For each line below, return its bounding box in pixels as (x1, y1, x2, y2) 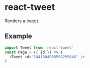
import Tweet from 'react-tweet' (4, 45, 74, 50)
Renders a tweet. (4, 18, 40, 24)
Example (4, 32, 32, 40)
